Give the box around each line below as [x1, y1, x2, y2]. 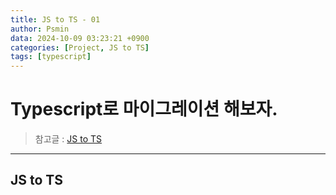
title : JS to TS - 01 [10, 14, 101, 25]
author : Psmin [10, 24, 70, 34]
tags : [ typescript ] [10, 52, 92, 62]
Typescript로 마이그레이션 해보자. [10, 98, 278, 121]
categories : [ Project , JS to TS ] [10, 42, 150, 53]
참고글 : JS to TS [34, 133, 103, 145]
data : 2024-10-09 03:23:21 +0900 [10, 33, 150, 43]
